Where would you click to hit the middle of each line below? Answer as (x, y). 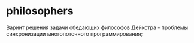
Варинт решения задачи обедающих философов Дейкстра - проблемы (97, 27)
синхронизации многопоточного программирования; (75, 33)
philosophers (40, 11)
